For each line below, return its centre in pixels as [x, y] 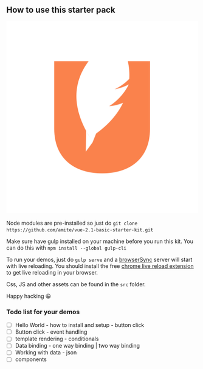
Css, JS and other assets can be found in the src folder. [76, 284]
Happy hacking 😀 [29, 296]
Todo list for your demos [43, 312]
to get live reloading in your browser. [52, 272]
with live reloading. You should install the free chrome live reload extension [100, 266]
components [31, 359]
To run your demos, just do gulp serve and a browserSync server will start [99, 259]
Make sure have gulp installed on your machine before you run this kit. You [100, 241]
